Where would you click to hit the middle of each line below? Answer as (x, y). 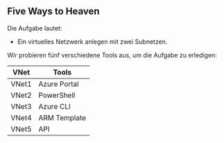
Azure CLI (54, 106)
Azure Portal (59, 84)
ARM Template (62, 117)
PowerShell (57, 95)
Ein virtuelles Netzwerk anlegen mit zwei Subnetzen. (92, 42)
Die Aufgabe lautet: (35, 28)
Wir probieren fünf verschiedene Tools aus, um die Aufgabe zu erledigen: (112, 55)
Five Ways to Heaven (53, 11)
